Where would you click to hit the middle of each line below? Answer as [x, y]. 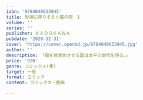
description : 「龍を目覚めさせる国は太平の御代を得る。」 [68, 55]
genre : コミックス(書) [31, 66]
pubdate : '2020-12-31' [34, 39]
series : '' [19, 28]
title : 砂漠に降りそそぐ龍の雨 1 [43, 17]
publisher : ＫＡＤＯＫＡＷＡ [38, 34]
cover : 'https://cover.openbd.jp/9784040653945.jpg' [72, 45]
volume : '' [19, 22]
